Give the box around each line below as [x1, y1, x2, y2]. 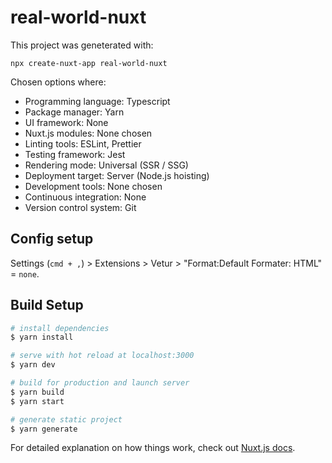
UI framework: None [24, 116, 109, 128]
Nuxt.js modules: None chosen [24, 127, 153, 139]
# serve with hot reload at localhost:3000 [10, 351, 195, 361]
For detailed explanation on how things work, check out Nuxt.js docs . [10, 442, 296, 454]
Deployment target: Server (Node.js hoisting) [24, 169, 210, 181]
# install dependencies [10, 323, 110, 333]
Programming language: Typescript [24, 95, 171, 107]
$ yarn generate [10, 424, 78, 434]
